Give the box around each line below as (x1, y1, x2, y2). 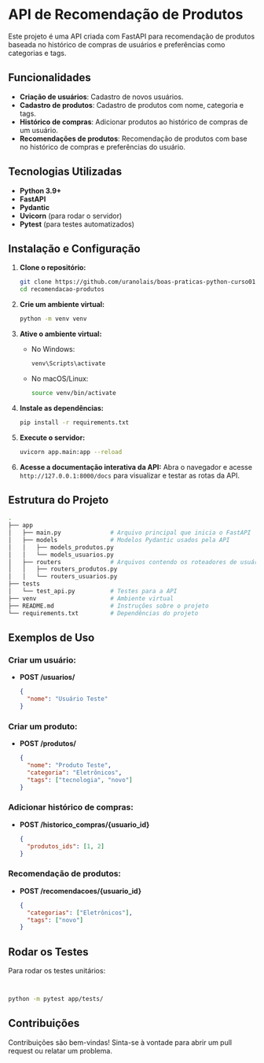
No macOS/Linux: (31, 374, 89, 383)
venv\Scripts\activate (31, 360, 106, 367)
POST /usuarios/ (19, 673, 75, 682)
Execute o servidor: (19, 433, 86, 442)
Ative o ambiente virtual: (19, 329, 102, 338)
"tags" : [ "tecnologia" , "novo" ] (27, 776, 133, 784)
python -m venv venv (19, 315, 87, 323)
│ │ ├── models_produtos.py (8, 543, 114, 552)
